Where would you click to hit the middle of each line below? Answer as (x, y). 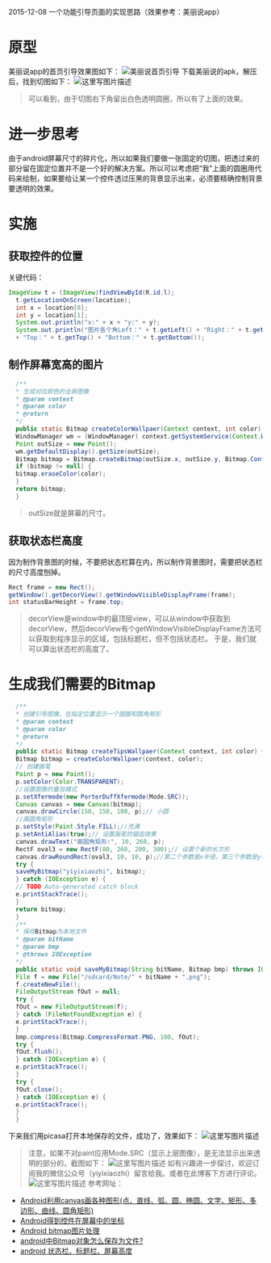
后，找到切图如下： (40, 81)
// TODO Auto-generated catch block (77, 887)
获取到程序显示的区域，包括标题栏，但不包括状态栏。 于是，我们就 (146, 639)
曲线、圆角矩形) (68, 1211)
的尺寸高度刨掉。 (37, 572)
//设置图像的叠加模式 (46, 789)
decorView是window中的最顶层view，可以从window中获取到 (129, 619)
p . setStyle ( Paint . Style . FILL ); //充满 (78, 827)
